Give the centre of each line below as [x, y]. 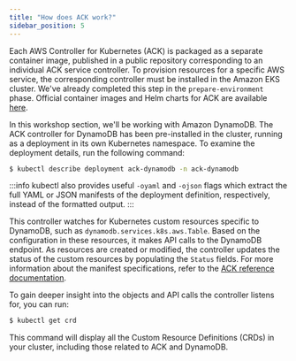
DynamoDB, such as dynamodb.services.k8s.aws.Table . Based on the [135, 231]
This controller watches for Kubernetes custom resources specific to [134, 221]
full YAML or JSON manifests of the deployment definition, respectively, [140, 195]
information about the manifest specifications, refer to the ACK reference [142, 269]
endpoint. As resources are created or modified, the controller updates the [144, 250]
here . [19, 107]
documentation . [38, 278]
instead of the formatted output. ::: [72, 204]
